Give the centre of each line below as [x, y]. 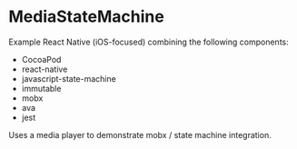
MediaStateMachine [86, 17]
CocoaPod [41, 59]
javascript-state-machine [69, 78]
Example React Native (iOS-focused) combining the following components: [148, 42]
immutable [41, 88]
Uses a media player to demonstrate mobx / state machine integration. [140, 134]
